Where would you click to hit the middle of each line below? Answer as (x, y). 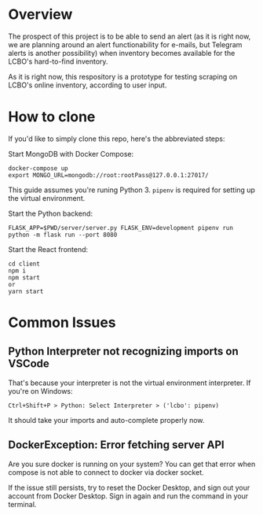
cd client (24, 264)
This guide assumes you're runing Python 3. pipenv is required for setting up (131, 190)
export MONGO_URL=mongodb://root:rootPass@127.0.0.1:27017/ (109, 175)
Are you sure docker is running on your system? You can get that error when (132, 464)
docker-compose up (38, 168)
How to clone (52, 117)
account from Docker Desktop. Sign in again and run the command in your (128, 496)
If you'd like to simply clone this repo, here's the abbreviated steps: (117, 139)
